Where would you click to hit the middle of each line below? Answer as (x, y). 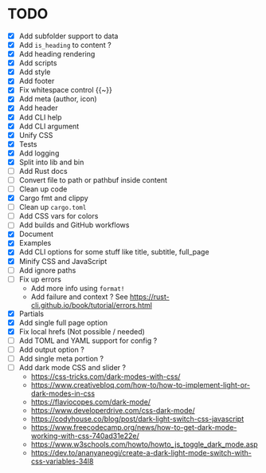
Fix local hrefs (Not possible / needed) (82, 331)
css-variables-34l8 (62, 461)
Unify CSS (36, 135)
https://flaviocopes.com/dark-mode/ (91, 402)
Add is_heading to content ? (65, 45)
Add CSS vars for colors (59, 216)
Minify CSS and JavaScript (63, 261)
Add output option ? (51, 349)
